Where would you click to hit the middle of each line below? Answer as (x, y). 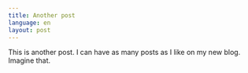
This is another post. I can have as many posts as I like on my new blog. (124, 53)
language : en (30, 23)
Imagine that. (30, 60)
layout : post (30, 30)
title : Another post (42, 15)
